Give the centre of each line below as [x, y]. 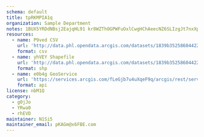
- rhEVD [22, 113]
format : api [32, 85]
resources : [20, 35]
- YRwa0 [22, 108]
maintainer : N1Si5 [29, 119]
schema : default [27, 12]
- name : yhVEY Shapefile [43, 57]
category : [19, 96]
